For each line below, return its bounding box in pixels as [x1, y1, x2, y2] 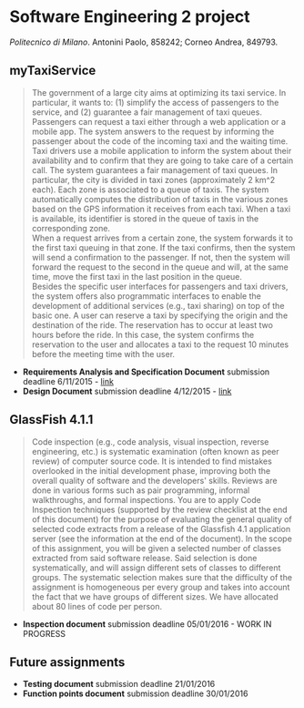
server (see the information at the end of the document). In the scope [31, 533, 293, 544]
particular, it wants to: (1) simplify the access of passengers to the [31, 97, 279, 108]
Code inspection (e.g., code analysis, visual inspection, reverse [31, 436, 269, 447]
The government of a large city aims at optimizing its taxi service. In [31, 87, 287, 97]
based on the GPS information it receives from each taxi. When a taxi [31, 203, 291, 214]
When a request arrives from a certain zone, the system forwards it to [31, 232, 294, 243]
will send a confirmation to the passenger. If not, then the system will [31, 251, 290, 262]
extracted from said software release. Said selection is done [31, 552, 258, 563]
